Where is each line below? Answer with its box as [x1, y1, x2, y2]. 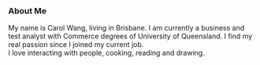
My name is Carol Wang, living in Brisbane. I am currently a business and [8, 23, 245, 33]
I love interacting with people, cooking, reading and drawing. [8, 49, 205, 58]
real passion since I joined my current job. [8, 40, 144, 49]
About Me [8, 5, 47, 16]
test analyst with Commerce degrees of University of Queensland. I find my [8, 31, 253, 41]
